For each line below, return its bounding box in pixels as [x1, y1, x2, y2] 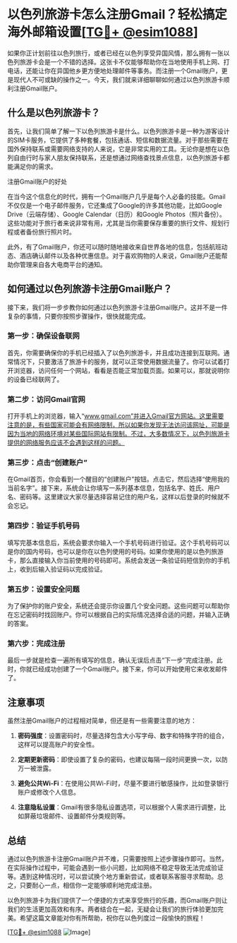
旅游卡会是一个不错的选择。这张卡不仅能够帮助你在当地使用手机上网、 [19, 57, 224, 66]
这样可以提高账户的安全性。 [17, 740, 99, 749]
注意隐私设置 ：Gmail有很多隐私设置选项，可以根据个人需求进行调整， [17, 803, 220, 812]
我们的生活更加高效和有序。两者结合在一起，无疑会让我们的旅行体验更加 [7, 905, 217, 913]
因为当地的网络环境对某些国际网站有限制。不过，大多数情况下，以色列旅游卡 [7, 429, 230, 438]
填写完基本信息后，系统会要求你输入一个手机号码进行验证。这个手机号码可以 [7, 538, 230, 547]
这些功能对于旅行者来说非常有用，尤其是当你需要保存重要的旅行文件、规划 [7, 218, 224, 227]
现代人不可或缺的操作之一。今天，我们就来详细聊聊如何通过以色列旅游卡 [13, 75, 224, 83]
